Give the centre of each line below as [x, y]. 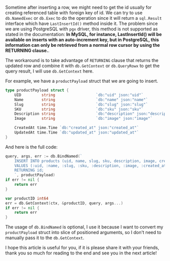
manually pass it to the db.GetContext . [45, 238]
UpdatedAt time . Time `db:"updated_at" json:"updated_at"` [77, 133]
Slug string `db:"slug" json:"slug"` [81, 104]
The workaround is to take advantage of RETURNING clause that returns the [82, 60]
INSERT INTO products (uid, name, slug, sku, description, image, [86, 161]
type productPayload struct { [37, 90]
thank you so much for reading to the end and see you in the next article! [81, 253]
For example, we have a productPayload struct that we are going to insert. [82, 81]
